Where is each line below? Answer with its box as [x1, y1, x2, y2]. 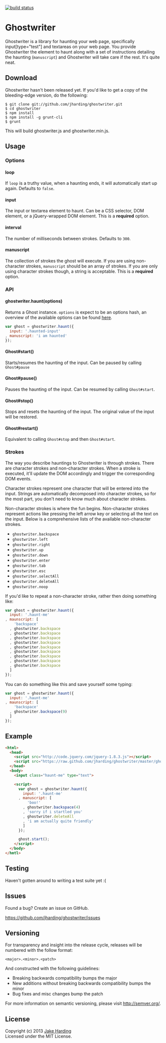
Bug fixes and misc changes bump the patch [12, 991, 104, 997]
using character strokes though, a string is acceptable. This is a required [5, 268, 153, 274]
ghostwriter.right [12, 542, 50, 547]
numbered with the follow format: [5, 947, 73, 953]
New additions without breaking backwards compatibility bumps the [12, 981, 151, 987]
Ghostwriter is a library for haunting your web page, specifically [5, 38, 135, 44]
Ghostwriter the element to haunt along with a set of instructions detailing [5, 49, 155, 54]
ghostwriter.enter [12, 558, 50, 563]
